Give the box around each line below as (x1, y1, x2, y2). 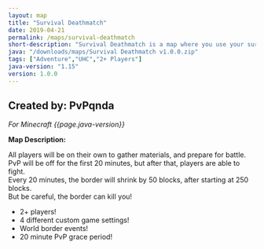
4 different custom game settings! (19, 215, 130, 225)
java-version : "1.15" (8, 63, 79, 71)
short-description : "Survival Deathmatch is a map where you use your (8, 41, 244, 49)
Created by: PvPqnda (8, 99, 115, 112)
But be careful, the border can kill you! (8, 192, 132, 201)
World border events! (19, 224, 89, 233)
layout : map (8, 11, 47, 20)
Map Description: (8, 135, 67, 145)
